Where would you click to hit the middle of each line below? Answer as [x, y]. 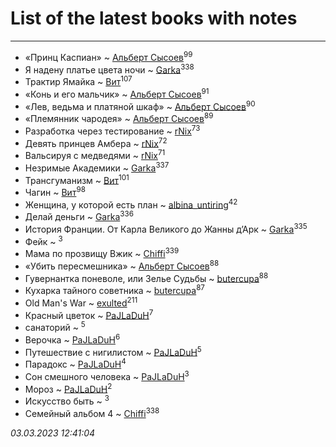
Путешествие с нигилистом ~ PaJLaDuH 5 [113, 351]
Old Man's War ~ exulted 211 [81, 302]
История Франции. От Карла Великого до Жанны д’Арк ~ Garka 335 [166, 228]
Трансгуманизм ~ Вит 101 [77, 179]
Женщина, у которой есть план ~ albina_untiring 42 [131, 204]
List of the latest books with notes [154, 18]
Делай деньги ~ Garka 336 [79, 216]
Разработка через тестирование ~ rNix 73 [112, 130]
